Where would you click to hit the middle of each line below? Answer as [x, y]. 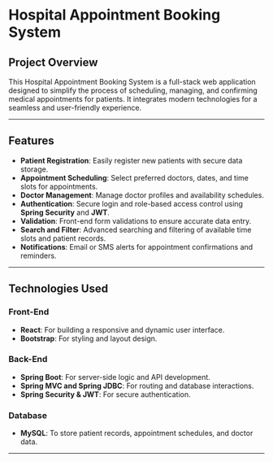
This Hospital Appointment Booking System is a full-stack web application [132, 82]
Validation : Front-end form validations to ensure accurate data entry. [136, 220]
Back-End [28, 360]
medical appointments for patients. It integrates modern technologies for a [133, 99]
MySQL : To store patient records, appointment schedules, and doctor [136, 434]
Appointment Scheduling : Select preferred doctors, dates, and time [134, 177]
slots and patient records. [63, 238]
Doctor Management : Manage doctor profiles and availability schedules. [142, 195]
